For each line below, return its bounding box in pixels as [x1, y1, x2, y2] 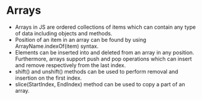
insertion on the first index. [14, 74, 83, 81]
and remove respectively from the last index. [14, 61, 126, 69]
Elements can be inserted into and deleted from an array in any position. [14, 49, 195, 56]
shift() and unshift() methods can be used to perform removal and [14, 68, 178, 75]
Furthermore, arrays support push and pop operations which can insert [14, 55, 192, 62]
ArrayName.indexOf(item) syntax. [14, 43, 99, 50]
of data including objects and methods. [14, 29, 113, 37]
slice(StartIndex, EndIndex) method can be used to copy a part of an [14, 80, 185, 87]
